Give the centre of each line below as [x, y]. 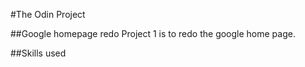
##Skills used [38, 53]
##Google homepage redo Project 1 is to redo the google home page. [153, 33]
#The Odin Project [48, 14]
